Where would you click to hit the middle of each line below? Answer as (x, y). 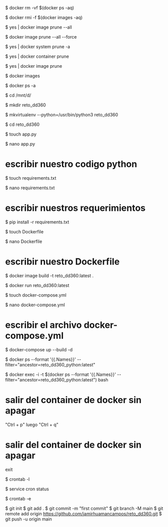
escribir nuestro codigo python (71, 164)
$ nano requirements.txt (30, 188)
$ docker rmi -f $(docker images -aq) (44, 17)
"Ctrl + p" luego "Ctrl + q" (32, 425)
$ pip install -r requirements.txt (37, 222)
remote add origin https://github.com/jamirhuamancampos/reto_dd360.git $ (83, 513)
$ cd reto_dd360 (23, 124)
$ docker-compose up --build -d (39, 349)
